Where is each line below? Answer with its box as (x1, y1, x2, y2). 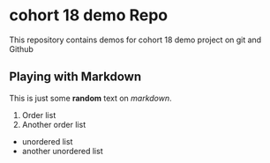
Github (9, 43, 34, 54)
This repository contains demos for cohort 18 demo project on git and (9, 34, 262, 45)
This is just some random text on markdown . (9, 93, 172, 103)
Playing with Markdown (9, 70, 142, 85)
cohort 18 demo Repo (9, 5, 169, 26)
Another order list (21, 119, 86, 130)
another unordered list (21, 145, 103, 156)
